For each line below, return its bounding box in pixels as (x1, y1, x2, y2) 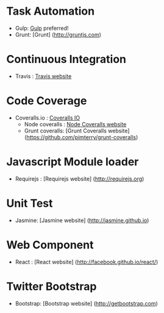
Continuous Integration (6, 52, 127, 67)
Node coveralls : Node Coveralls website (24, 120, 127, 128)
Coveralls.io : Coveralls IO (15, 114, 80, 121)
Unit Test (6, 196, 53, 210)
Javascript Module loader (6, 155, 139, 168)
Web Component (6, 238, 94, 251)
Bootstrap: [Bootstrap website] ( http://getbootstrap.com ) (15, 300, 159, 307)
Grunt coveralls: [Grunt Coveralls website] (24, 127, 130, 134)
